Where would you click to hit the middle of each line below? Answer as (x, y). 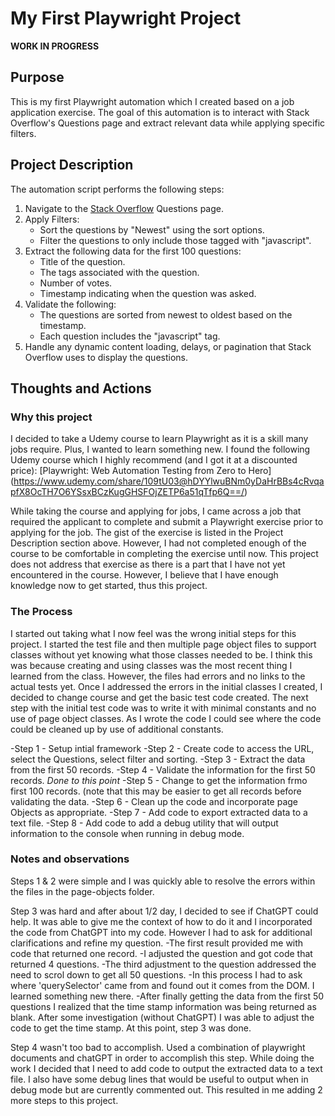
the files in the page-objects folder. (82, 891)
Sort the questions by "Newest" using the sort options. (152, 229)
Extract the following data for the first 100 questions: (133, 251)
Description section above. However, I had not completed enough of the (158, 543)
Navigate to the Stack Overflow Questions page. (124, 208)
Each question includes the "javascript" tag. (130, 336)
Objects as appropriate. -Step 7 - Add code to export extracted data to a (159, 812)
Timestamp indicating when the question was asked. (148, 293)
